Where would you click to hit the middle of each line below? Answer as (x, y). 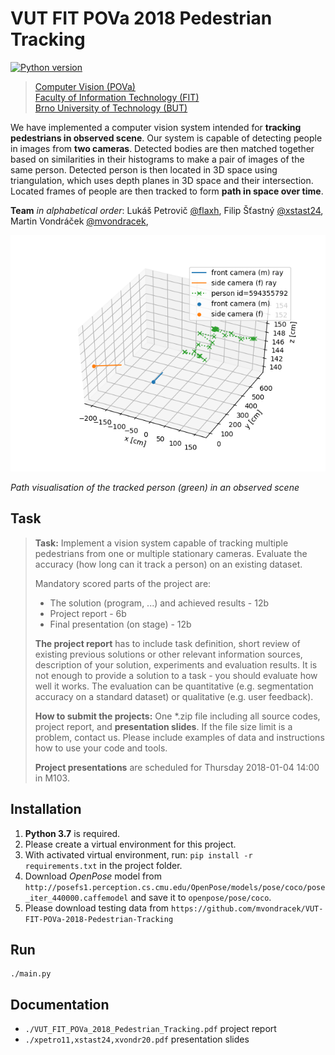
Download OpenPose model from (93, 876)
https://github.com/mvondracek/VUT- (247, 908)
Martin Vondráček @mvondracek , (79, 221)
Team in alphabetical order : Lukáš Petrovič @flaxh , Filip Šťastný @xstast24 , (167, 210)
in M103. (52, 778)
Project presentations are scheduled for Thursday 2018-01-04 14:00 (177, 767)
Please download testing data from (97, 908)
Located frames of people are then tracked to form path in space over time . (167, 191)
